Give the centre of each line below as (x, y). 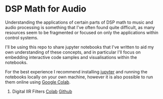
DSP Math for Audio (46, 9)
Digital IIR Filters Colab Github (42, 91)
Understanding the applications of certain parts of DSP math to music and (79, 22)
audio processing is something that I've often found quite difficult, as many (80, 27)
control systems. (22, 38)
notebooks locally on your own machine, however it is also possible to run (79, 77)
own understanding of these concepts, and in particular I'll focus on (73, 52)
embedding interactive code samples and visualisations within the (71, 57)
